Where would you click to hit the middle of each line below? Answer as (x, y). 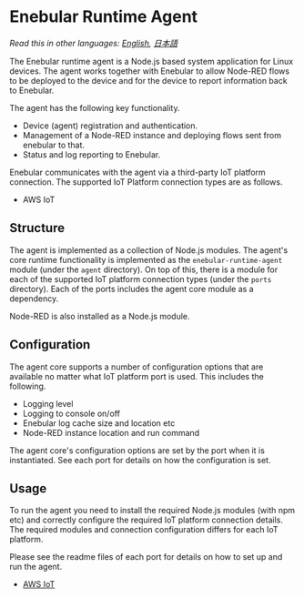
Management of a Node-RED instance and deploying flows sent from (152, 135)
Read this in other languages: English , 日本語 (94, 43)
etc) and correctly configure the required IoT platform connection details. (147, 520)
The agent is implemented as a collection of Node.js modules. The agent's (149, 250)
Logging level (48, 403)
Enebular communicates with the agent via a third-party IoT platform (137, 172)
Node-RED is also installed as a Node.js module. (100, 316)
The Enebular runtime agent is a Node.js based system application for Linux (152, 61)
